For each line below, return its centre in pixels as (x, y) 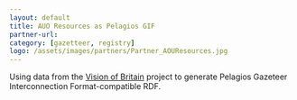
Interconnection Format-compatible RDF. (85, 86)
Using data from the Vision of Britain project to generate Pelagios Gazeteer (148, 77)
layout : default (40, 18)
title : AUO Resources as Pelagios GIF (82, 26)
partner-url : (34, 34)
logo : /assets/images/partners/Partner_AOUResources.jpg (119, 51)
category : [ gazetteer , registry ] (72, 43)
